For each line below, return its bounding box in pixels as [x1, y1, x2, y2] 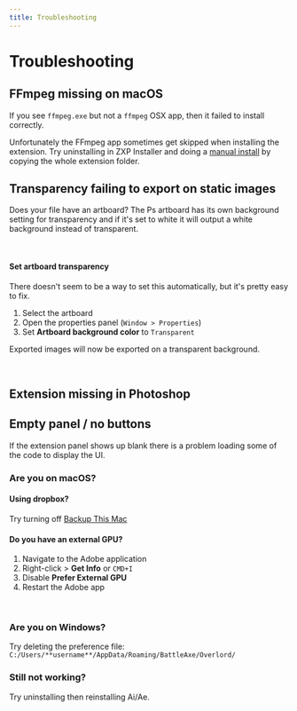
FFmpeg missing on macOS [9, 86, 164, 102]
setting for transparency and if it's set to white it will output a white [9, 214, 254, 225]
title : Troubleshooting [9, 12, 98, 22]
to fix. [9, 290, 31, 301]
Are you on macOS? [9, 471, 97, 484]
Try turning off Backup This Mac [9, 513, 128, 524]
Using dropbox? [9, 494, 69, 504]
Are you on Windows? [9, 621, 106, 634]
